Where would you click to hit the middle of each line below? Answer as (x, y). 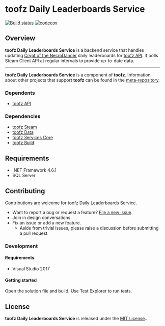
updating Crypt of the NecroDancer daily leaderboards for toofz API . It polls (82, 55)
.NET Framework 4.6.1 (34, 170)
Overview (20, 38)
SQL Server (24, 176)
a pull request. (34, 233)
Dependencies (23, 116)
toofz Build (23, 143)
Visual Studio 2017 (31, 269)
